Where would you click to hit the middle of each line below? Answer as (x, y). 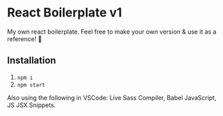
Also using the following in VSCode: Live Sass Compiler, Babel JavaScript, (112, 97)
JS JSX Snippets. (32, 105)
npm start (31, 85)
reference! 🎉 (25, 38)
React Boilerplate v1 (64, 13)
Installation (32, 61)
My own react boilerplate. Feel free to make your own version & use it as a (112, 32)
